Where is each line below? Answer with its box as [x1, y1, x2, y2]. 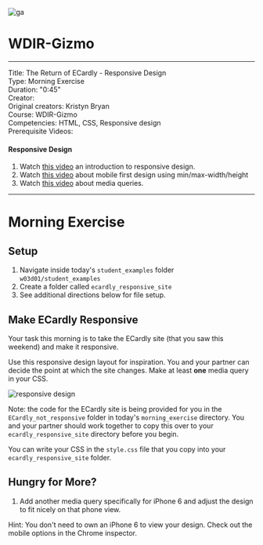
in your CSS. [8, 373, 49, 383]
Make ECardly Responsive [8, 313, 139, 326]
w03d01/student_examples [19, 275, 101, 283]
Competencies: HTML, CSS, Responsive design [8, 118, 161, 127]
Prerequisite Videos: [8, 126, 74, 136]
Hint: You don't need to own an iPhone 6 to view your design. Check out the [8, 520, 253, 529]
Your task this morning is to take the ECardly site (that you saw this [8, 333, 224, 343]
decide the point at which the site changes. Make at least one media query [8, 365, 249, 375]
